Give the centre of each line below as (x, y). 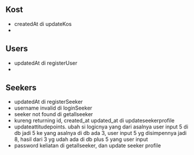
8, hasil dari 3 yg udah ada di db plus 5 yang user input (81, 139)
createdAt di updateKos (43, 24)
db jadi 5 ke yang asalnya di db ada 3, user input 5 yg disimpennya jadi (100, 133)
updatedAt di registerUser (46, 63)
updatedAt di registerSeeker (48, 102)
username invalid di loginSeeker (53, 108)
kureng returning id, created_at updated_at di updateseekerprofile (94, 121)
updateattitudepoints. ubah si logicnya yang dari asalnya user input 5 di (101, 127)
